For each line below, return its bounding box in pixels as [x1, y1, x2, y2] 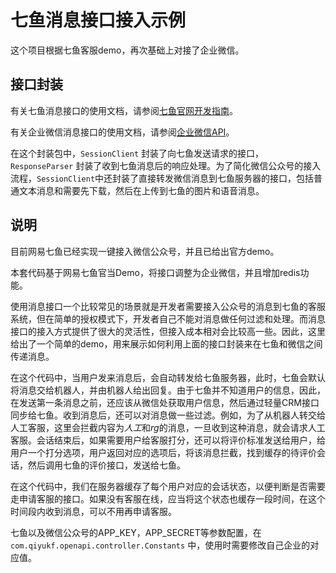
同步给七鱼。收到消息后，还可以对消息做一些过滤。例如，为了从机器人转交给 [10, 409, 326, 421]
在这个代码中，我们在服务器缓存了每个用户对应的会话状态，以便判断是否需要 [10, 480, 326, 492]
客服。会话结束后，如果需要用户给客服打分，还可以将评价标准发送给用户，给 [10, 434, 326, 446]
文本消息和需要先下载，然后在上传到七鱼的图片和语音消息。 [18, 184, 265, 196]
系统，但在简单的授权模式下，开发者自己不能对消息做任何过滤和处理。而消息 [10, 312, 326, 325]
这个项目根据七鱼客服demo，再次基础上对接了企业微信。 [10, 44, 245, 56]
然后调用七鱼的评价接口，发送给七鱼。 [27, 459, 186, 471]
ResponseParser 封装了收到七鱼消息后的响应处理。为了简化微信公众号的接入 [10, 159, 322, 171]
